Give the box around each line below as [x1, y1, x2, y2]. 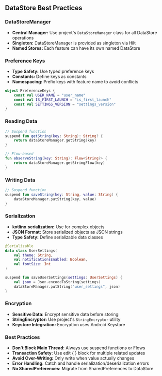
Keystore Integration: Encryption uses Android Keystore [12, 321, 125, 327]
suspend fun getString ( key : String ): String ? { [5, 134, 103, 139]
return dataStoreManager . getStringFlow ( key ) [14, 160, 105, 165]
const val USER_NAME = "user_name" [14, 93, 86, 98]
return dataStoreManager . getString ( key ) [14, 138, 97, 143]
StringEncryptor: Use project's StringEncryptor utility [12, 317, 121, 322]
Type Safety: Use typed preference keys [12, 68, 95, 74]
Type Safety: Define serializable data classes [12, 234, 103, 240]
